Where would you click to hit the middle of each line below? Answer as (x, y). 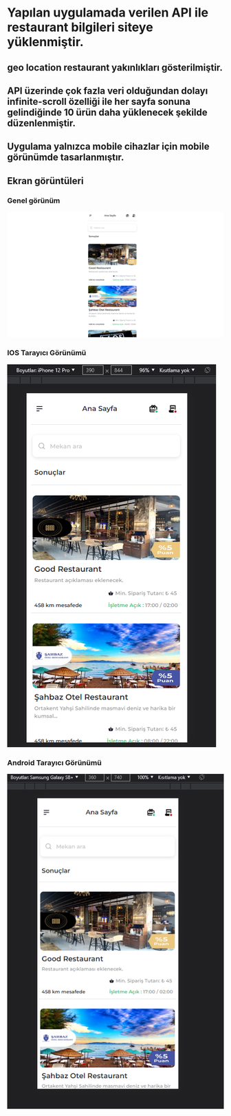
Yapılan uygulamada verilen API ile (108, 13)
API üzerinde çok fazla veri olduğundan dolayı (108, 91)
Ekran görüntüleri (45, 181)
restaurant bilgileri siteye (80, 27)
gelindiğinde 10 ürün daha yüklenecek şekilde (107, 112)
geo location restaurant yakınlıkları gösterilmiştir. (115, 67)
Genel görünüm (34, 200)
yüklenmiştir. (45, 42)
